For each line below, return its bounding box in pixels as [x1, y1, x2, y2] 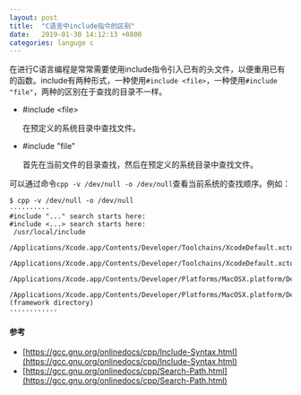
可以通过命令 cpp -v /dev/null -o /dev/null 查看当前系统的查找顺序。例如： [9, 179, 291, 189]
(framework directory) [9, 298, 94, 308]
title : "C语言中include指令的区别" [9, 22, 136, 31]
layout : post [9, 13, 58, 22]
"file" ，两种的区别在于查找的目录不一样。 [9, 86, 168, 97]
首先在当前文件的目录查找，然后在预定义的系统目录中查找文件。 [21, 159, 258, 171]
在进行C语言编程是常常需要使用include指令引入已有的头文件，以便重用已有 [9, 64, 286, 75]
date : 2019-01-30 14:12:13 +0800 [9, 30, 142, 39]
